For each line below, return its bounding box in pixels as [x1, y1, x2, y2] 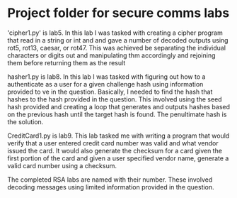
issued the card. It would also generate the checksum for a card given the [7, 146, 223, 155]
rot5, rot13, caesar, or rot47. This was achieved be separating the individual [7, 43, 226, 52]
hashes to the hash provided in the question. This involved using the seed [7, 94, 222, 104]
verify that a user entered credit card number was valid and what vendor [7, 138, 219, 147]
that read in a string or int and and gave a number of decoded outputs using [7, 35, 229, 44]
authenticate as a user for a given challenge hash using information [7, 79, 204, 88]
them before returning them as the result [7, 58, 126, 67]
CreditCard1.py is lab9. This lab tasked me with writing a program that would [7, 131, 230, 140]
